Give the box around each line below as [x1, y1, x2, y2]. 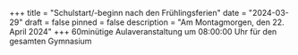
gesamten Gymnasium [9, 35, 92, 46]
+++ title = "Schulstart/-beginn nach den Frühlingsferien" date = [9, 8, 247, 18]
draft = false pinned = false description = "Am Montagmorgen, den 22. [24, 17, 285, 27]
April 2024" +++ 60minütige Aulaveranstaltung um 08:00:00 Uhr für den [9, 27, 277, 36]
